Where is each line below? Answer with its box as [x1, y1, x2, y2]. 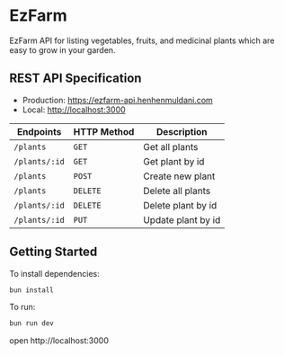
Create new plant [143, 170, 216, 182]
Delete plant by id [143, 199, 217, 211]
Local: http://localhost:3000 [22, 104, 126, 115]
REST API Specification [9, 71, 142, 86]
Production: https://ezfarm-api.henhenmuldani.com [22, 94, 213, 105]
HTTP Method [73, 125, 135, 138]
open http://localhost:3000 [9, 335, 110, 346]
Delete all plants [143, 184, 211, 197]
